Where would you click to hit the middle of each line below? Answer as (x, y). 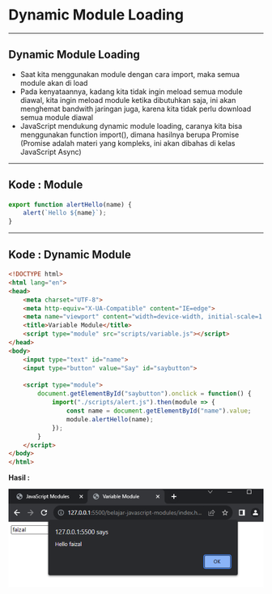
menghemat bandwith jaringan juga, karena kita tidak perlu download (136, 109)
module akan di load (54, 83)
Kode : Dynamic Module (70, 254)
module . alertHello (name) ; (110, 419)
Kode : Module (46, 185)
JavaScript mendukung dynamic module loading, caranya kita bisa (131, 126)
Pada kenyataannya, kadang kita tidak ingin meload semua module (131, 92)
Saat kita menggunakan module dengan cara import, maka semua (130, 74)
